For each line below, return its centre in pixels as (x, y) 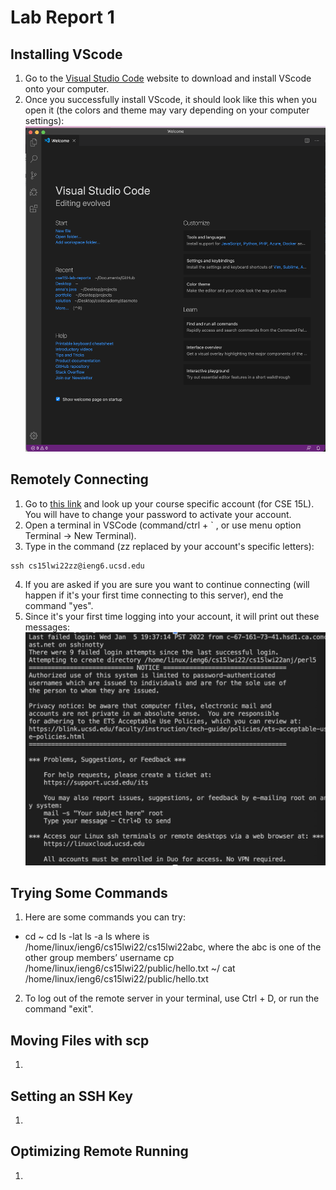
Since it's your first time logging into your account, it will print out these (172, 616)
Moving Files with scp (80, 1040)
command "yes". (59, 605)
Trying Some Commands (89, 892)
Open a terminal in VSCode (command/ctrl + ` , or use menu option (163, 525)
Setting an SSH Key (71, 1096)
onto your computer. (67, 89)
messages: (47, 627)
